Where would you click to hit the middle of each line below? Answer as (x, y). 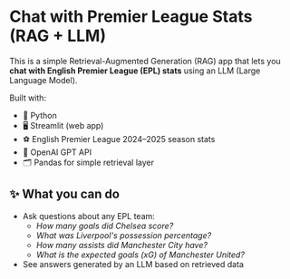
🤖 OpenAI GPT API (57, 152)
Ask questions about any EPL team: (89, 216)
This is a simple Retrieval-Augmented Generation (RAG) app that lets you (145, 61)
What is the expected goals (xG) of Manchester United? (140, 255)
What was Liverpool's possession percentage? (124, 235)
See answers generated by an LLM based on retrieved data (133, 264)
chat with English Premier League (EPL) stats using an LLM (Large (135, 71)
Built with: (28, 98)
